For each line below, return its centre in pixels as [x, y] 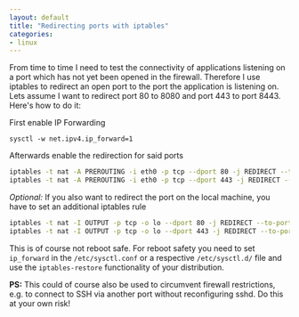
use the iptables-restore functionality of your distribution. [117, 267]
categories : [31, 34]
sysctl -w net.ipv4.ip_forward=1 [71, 139]
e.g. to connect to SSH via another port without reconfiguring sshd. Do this [146, 294]
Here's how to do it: [45, 106]
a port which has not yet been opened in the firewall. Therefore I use [135, 77]
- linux [24, 42]
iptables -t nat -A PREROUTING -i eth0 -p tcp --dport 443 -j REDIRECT [145, 180]
